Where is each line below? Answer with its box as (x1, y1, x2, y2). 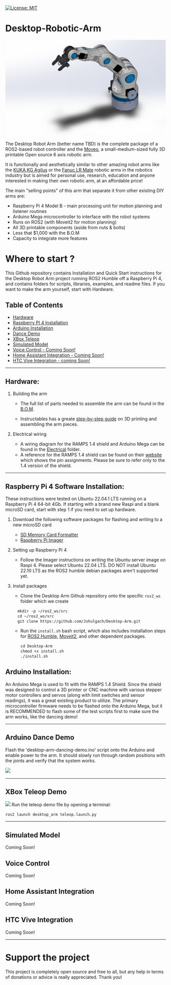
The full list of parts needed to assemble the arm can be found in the (20, 400, 164, 407)
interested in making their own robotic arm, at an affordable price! (5, 177, 144, 183)
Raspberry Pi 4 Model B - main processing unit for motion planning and (12, 203, 162, 209)
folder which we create (20, 598, 69, 605)
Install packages (12, 583, 47, 589)
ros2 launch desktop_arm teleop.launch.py (5, 812, 97, 817)
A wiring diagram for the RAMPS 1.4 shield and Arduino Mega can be (20, 441, 165, 447)
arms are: (5, 193, 25, 199)
